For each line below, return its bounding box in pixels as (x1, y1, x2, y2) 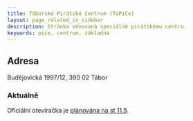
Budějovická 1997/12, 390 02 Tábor (7, 73, 108, 82)
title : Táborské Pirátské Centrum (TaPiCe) (7, 10, 135, 17)
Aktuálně (7, 91, 39, 100)
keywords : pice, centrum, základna (7, 29, 110, 37)
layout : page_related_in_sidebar (7, 17, 104, 24)
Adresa (7, 55, 39, 66)
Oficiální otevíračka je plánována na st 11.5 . (7, 106, 129, 115)
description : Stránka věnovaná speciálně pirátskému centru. (7, 23, 187, 30)
